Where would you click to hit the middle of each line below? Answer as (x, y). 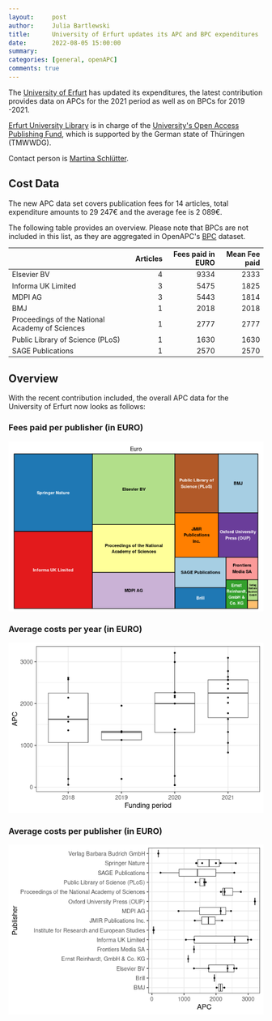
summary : (23, 51)
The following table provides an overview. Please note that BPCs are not (129, 228)
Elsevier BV (31, 275)
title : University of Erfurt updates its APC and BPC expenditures (134, 34)
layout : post (38, 17)
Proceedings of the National (58, 319)
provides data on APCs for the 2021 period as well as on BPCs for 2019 (127, 100)
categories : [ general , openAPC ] (63, 60)
